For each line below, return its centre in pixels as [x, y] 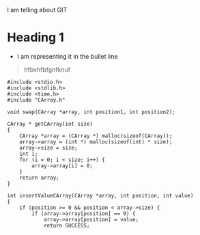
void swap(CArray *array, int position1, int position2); [91, 112]
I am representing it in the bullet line [67, 56]
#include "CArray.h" [37, 100]
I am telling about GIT [37, 10]
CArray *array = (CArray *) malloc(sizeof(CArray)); [96, 136]
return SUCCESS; [67, 225]
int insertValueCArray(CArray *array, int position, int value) [100, 195]
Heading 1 [36, 38]
